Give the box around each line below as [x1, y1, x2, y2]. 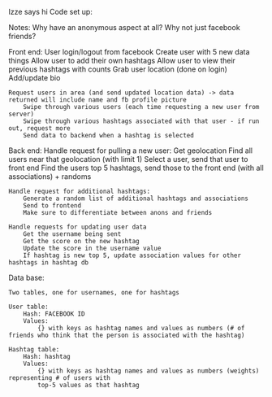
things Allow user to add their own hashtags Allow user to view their [8, 56, 235, 65]
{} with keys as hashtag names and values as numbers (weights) [37, 367, 260, 375]
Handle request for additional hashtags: [8, 187, 151, 195]
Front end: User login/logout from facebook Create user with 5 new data [8, 47, 250, 56]
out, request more [8, 124, 71, 133]
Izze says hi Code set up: [8, 7, 93, 16]
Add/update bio [8, 73, 61, 82]
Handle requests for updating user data [8, 223, 148, 231]
